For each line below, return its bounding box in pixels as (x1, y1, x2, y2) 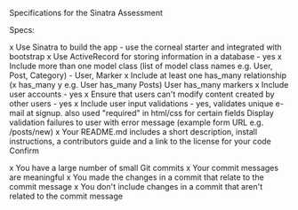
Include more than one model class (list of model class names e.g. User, (9, 61, 273, 71)
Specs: (9, 25, 36, 35)
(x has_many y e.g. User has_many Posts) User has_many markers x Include (9, 80, 289, 89)
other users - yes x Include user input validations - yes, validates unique (9, 98, 274, 109)
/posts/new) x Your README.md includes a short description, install (9, 127, 258, 136)
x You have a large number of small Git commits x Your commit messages (9, 163, 278, 173)
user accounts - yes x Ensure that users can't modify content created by (9, 89, 275, 99)
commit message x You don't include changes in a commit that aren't (9, 182, 263, 191)
